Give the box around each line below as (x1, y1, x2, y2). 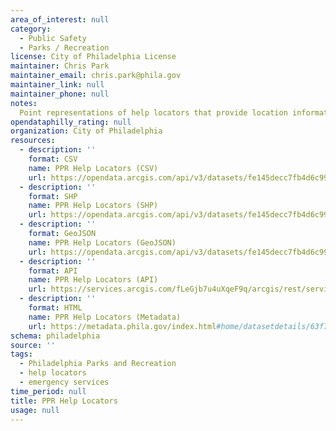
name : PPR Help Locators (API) (28, 275, 159, 285)
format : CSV (28, 154, 78, 164)
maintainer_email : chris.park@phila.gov (10, 71, 182, 81)
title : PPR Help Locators (10, 396, 118, 406)
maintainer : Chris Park (10, 61, 110, 71)
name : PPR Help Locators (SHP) (28, 201, 159, 211)
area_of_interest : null (10, 14, 110, 25)
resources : (10, 136, 56, 146)
